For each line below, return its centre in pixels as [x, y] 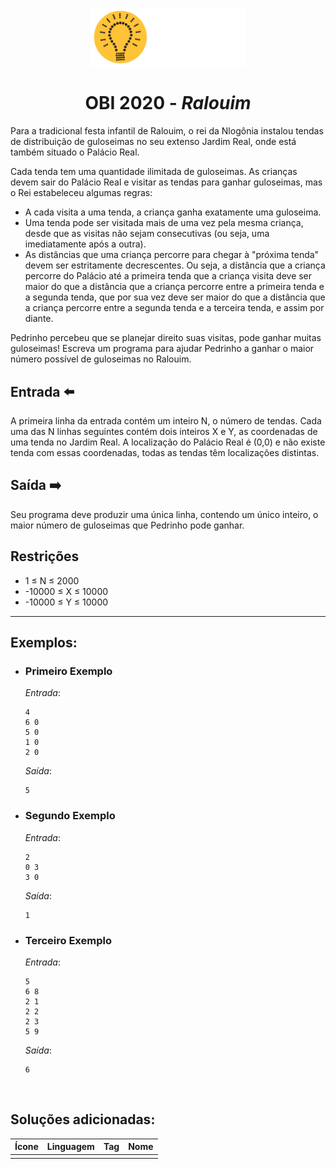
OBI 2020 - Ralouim [168, 103]
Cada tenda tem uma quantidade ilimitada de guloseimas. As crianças [154, 172]
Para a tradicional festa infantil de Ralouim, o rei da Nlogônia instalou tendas [167, 131]
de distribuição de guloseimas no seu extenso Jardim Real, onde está [153, 142]
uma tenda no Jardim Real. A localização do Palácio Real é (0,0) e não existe [168, 442]
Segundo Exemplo [70, 816]
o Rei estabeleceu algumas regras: [81, 193]
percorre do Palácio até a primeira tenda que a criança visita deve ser [168, 276]
